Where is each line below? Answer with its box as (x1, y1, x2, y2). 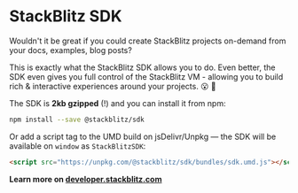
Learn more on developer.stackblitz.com (9, 174, 162, 184)
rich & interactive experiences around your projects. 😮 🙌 (9, 81, 216, 91)
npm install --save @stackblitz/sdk (9, 115, 145, 124)
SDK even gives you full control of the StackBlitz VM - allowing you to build (9, 71, 284, 81)
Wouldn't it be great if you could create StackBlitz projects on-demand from (9, 35, 286, 46)
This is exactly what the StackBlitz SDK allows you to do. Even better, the (9, 62, 276, 73)
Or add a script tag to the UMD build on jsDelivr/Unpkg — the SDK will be (9, 131, 277, 142)
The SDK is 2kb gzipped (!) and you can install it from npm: (9, 97, 226, 108)
